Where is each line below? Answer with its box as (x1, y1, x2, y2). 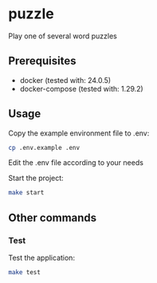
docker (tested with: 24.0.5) (19, 75, 112, 85)
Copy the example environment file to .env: (8, 128, 150, 138)
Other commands (8, 210, 97, 224)
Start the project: (8, 173, 64, 183)
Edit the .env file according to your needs (8, 158, 143, 167)
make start (8, 189, 45, 197)
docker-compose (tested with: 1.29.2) (19, 84, 143, 93)
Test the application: (8, 253, 76, 262)
